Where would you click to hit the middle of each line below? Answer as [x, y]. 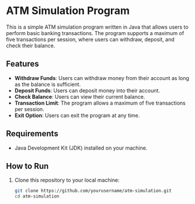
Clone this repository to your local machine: [67, 180]
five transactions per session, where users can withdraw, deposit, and [90, 39]
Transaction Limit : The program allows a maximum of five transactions [100, 103]
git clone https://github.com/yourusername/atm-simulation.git [93, 191]
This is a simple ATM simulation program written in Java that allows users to [97, 27]
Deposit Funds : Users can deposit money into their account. [87, 90]
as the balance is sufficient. [48, 84]
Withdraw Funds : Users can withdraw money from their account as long [102, 78]
